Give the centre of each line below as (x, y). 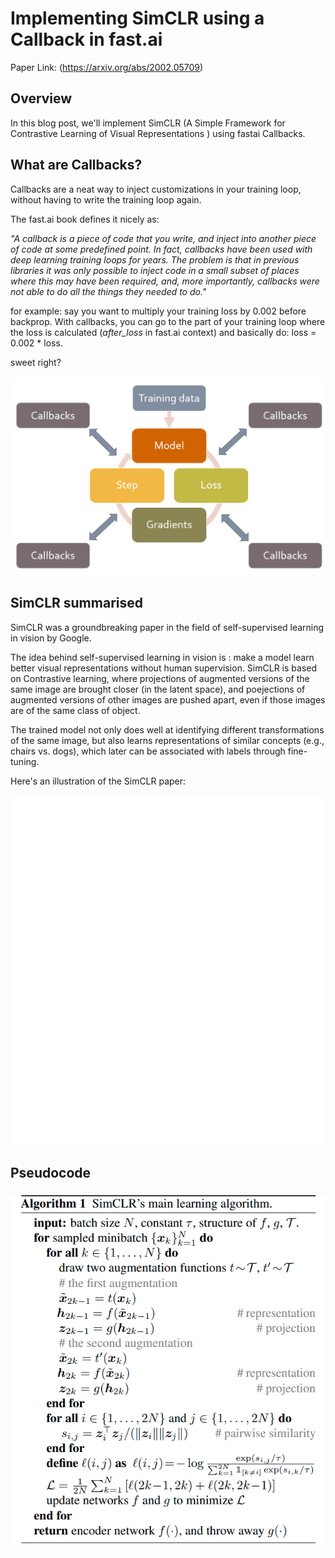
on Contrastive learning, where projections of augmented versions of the (160, 678)
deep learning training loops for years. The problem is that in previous (155, 259)
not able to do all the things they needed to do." (108, 291)
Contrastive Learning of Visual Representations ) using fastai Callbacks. (158, 133)
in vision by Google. (51, 638)
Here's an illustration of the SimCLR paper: (98, 781)
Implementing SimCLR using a (137, 18)
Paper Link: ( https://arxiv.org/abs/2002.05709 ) (107, 67)
